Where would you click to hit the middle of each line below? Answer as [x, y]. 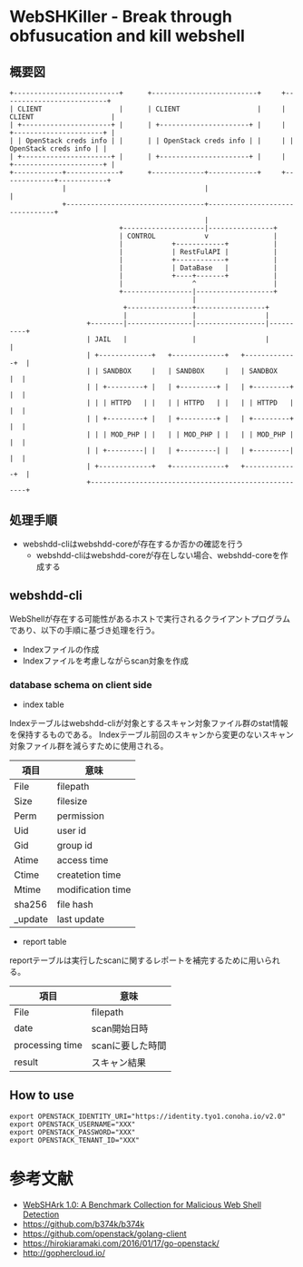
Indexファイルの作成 [61, 649]
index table [44, 704]
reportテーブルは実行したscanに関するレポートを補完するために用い [137, 960]
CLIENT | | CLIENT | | [151, 109]
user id [71, 830]
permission [80, 816]
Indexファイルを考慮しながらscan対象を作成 [105, 661]
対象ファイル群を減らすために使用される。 [89, 745]
